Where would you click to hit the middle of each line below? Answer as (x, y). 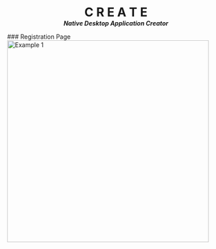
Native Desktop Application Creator (116, 23)
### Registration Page (39, 37)
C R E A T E (116, 12)
